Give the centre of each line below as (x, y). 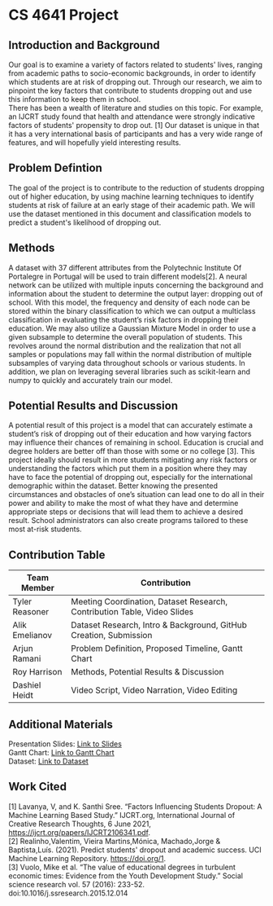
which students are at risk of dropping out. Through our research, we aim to (135, 82)
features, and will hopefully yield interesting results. (95, 143)
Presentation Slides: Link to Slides (65, 744)
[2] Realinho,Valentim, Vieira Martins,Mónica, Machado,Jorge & (115, 841)
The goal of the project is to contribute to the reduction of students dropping (136, 187)
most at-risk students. (45, 529)
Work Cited (38, 787)
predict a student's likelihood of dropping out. (85, 222)
